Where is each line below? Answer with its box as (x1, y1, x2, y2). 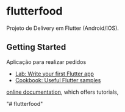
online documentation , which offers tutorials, (6, 88, 119, 96)
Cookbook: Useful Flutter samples (15, 76, 101, 83)
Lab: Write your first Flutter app (15, 70, 95, 77)
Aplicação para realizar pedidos (6, 58, 87, 65)
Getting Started (6, 42, 66, 52)
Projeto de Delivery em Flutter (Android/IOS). (6, 24, 119, 32)
